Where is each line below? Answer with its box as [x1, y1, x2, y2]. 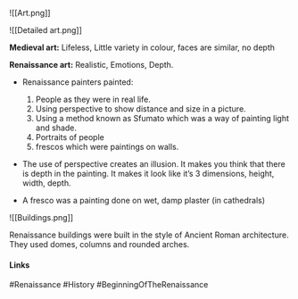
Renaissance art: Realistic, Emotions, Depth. [9, 60, 174, 70]
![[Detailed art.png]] [9, 25, 83, 35]
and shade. [35, 122, 78, 133]
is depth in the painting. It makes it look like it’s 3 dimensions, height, [21, 169, 275, 179]
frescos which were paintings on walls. [35, 142, 179, 152]
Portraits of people [35, 132, 104, 142]
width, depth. [21, 178, 71, 188]
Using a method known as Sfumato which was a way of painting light [35, 113, 290, 123]
